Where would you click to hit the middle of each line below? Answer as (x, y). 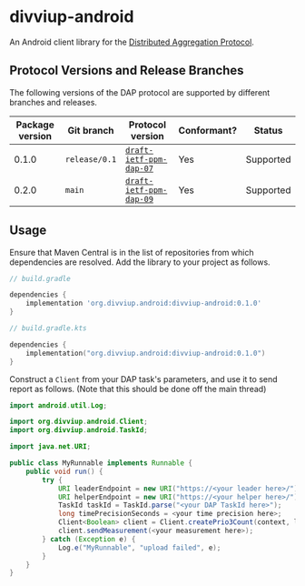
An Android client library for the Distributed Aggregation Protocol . (132, 42)
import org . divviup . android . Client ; (79, 422)
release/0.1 (91, 159)
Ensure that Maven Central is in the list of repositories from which (132, 252)
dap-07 (140, 168)
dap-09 (140, 199)
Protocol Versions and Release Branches (127, 71)
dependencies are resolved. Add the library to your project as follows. (140, 262)
